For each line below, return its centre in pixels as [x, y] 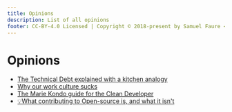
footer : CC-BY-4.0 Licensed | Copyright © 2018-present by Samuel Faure [114, 26]
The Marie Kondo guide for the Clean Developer [85, 94]
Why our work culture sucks [57, 87]
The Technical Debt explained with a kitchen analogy [92, 79]
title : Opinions [30, 13]
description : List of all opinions [58, 20]
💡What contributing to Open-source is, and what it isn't [96, 101]
